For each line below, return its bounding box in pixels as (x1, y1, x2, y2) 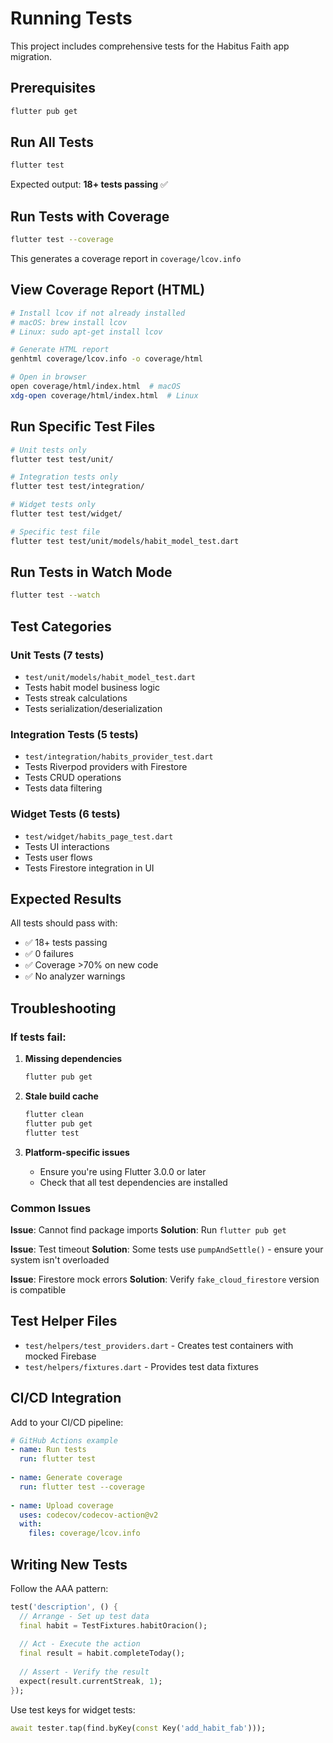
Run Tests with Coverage (10, 208, 170, 225)
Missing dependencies (24, 1053, 123, 1065)
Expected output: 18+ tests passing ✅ (10, 178, 168, 191)
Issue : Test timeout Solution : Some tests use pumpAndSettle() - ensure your (10, 1243, 324, 1255)
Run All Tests (10, 134, 94, 151)
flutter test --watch (10, 590, 101, 601)
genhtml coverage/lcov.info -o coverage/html (10, 354, 203, 364)
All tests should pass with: (10, 917, 118, 929)
